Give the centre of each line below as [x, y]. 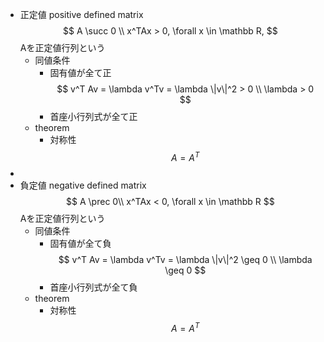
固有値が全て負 [80, 243]
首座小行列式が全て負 [93, 287]
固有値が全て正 [80, 72]
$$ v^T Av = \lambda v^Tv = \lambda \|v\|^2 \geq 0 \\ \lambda [185, 259]
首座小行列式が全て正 [93, 116]
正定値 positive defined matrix [81, 14]
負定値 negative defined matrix [83, 185]
